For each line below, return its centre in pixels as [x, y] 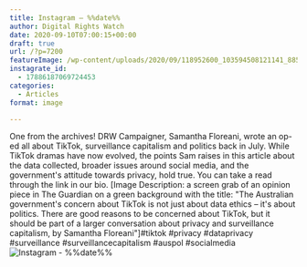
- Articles [38, 94]
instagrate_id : [38, 69]
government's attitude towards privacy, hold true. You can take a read [141, 175]
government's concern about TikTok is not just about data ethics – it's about [153, 204]
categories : [32, 86]
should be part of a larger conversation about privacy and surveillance [142, 223]
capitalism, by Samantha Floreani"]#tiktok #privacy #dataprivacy [132, 233]
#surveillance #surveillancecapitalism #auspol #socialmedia [122, 243]
